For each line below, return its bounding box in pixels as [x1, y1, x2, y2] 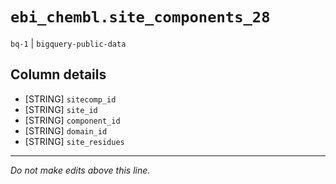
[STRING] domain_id [24, 124, 108, 137]
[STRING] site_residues [24, 135, 125, 147]
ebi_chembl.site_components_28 [10, 8, 271, 27]
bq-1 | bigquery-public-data [10, 37, 127, 49]
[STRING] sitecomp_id [24, 93, 117, 105]
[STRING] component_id [24, 114, 121, 126]
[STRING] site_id [24, 103, 98, 115]
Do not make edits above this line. [10, 164, 151, 176]
